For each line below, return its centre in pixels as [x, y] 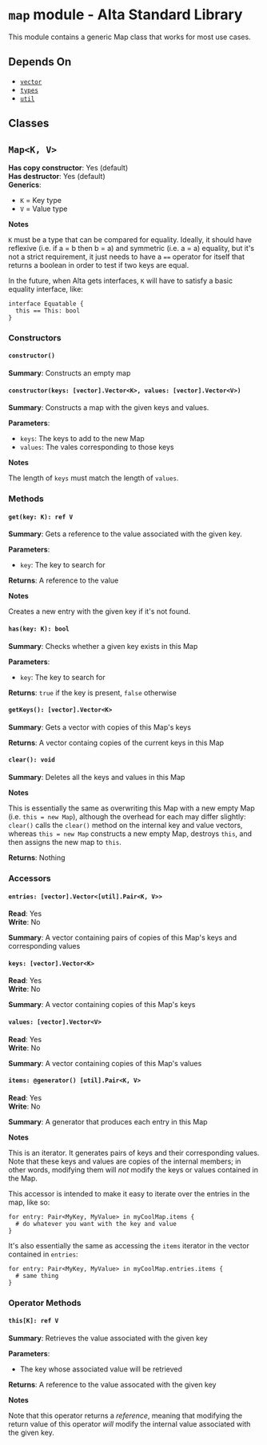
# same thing [37, 1276]
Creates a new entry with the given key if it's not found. [100, 611]
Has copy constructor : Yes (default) [68, 167]
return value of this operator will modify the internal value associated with [130, 1423]
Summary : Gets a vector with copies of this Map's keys [100, 727]
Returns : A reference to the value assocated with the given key [112, 1384]
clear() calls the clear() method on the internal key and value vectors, [126, 826]
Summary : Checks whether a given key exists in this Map [103, 646]
